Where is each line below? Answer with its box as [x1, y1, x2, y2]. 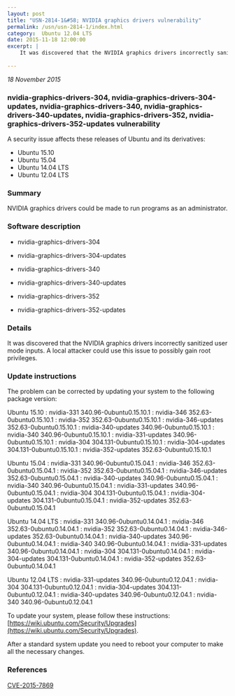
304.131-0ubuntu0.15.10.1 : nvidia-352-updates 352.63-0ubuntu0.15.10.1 [7, 446, 211, 454]
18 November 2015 [7, 75, 62, 83]
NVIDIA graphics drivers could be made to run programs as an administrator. [7, 204, 228, 212]
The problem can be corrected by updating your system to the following [7, 387, 215, 396]
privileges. [7, 353, 38, 362]
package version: [7, 395, 57, 403]
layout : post [7, 10, 45, 18]
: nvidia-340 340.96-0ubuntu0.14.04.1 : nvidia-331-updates [57, 540, 227, 548]
